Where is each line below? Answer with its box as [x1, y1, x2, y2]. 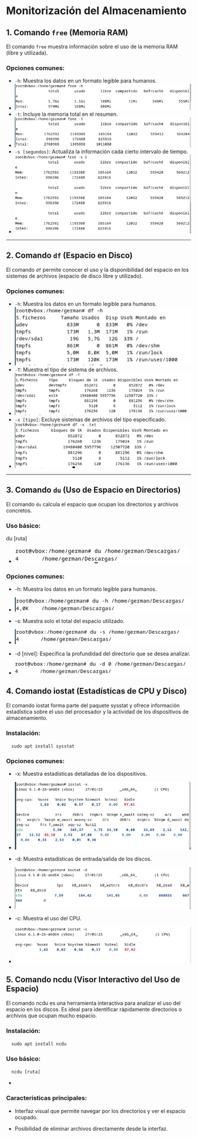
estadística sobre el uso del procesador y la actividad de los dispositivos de [6, 708, 189, 715]
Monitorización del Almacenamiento [6, 4, 187, 18]
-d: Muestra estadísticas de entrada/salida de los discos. [14, 855, 152, 862]
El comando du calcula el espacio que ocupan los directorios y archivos [6, 500, 179, 507]
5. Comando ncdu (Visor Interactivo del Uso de [6, 975, 181, 985]
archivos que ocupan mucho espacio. [6, 1012, 97, 1019]
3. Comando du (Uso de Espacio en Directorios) [6, 485, 181, 495]
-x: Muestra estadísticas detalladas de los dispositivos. [14, 771, 148, 778]
